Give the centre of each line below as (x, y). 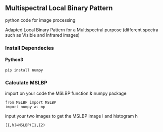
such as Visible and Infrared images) (43, 35)
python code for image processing (40, 20)
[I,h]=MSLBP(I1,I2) (25, 125)
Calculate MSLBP (26, 82)
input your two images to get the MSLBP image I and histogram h (71, 116)
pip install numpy (24, 70)
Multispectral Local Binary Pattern (59, 8)
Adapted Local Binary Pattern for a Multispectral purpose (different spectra (82, 30)
